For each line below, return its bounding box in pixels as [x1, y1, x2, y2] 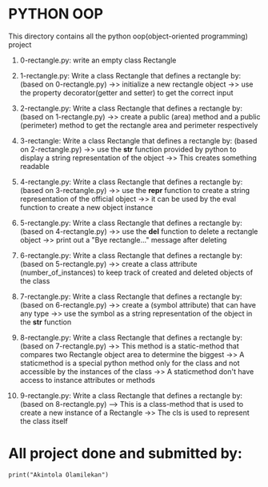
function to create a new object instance [19, 202, 154, 212]
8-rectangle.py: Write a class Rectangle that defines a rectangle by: [19, 332, 242, 342]
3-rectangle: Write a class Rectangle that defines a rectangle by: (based [19, 135, 258, 145]
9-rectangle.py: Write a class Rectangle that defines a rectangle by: [19, 390, 242, 400]
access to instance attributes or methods [19, 375, 156, 384]
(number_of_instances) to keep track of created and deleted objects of [19, 268, 254, 277]
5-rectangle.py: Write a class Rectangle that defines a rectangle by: [19, 218, 242, 227]
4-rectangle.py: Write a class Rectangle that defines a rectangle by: [19, 177, 243, 187]
